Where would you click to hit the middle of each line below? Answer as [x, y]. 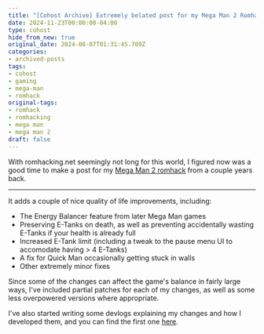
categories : [27, 52]
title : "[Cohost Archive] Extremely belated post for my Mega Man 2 [123, 15]
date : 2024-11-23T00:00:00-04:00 [63, 23]
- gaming [22, 81]
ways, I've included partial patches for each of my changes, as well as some [132, 289]
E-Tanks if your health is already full [77, 233]
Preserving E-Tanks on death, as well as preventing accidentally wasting [136, 224]
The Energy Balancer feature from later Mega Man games [113, 216]
